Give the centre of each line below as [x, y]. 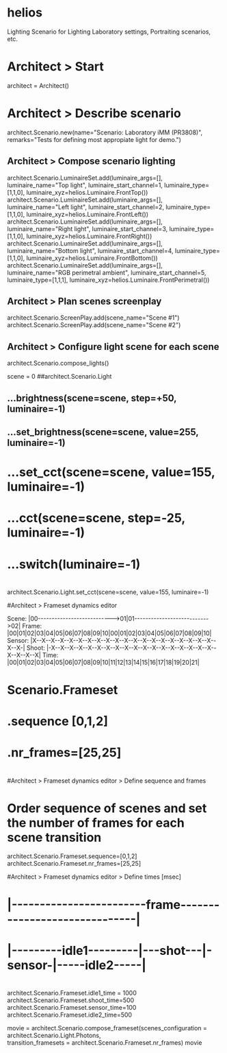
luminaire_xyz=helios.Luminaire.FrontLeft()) [88, 214]
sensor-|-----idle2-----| [77, 965]
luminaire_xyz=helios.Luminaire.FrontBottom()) [92, 258]
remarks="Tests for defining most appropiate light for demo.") [94, 139]
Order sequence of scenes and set [107, 808]
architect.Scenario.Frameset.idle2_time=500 [69, 1015]
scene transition [54, 837]
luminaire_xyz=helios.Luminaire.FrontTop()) [87, 192]
